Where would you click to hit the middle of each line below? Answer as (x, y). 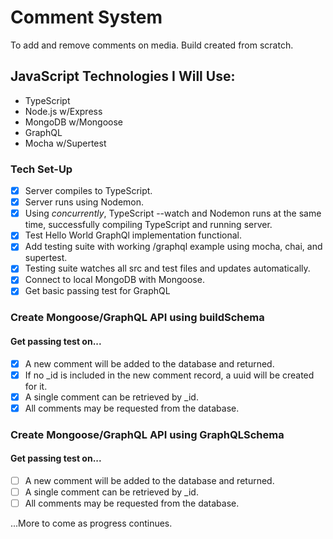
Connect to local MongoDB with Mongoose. (114, 280)
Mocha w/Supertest (65, 143)
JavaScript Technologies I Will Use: (123, 76)
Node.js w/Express (63, 111)
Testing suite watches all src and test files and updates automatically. (167, 268)
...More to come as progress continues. (91, 523)
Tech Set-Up (41, 169)
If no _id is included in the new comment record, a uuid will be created (169, 375)
